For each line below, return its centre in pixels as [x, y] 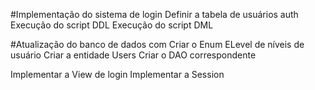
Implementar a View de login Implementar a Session [117, 74]
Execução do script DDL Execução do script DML [112, 25]
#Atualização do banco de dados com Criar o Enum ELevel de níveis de [157, 44]
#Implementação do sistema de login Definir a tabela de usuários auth [154, 14]
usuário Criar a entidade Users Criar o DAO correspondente [133, 55]
